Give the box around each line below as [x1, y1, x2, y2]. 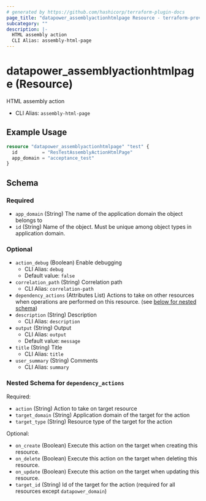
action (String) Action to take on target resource [15, 404, 137, 412]
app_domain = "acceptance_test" [12, 155, 95, 161]
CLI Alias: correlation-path [24, 285, 94, 293]
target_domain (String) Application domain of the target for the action [15, 411, 190, 419]
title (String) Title [15, 344, 63, 351]
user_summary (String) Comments [15, 357, 98, 365]
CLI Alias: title [24, 350, 64, 358]
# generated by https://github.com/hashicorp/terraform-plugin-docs [6, 9, 185, 15]
